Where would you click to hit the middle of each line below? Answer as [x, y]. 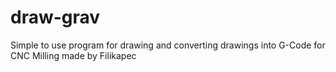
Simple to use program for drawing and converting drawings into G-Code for [168, 45]
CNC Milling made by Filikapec [73, 55]
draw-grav [55, 17]
